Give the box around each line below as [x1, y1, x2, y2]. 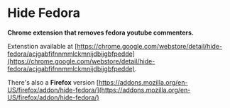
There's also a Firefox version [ [7, 78, 99, 86]
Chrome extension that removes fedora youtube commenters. [7, 28, 194, 37]
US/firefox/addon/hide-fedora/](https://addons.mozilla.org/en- [7, 85, 191, 94]
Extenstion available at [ [7, 42, 77, 50]
